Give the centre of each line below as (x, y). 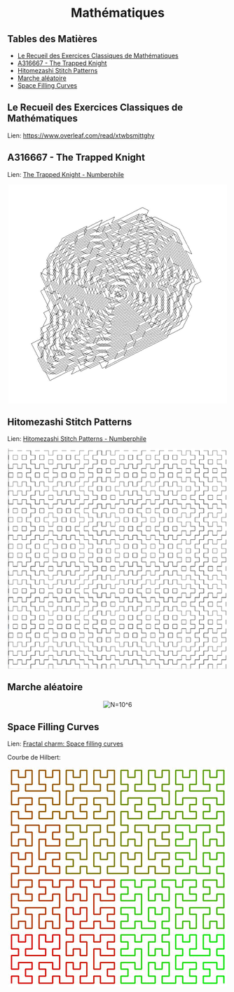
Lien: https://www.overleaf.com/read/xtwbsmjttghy (81, 135)
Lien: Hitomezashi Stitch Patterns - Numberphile (77, 439)
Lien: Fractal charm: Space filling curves (66, 744)
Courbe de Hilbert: (34, 758)
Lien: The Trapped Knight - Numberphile (66, 174)
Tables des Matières (53, 39)
